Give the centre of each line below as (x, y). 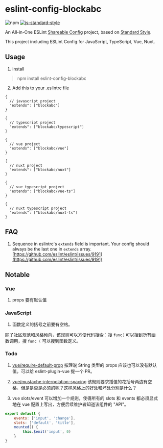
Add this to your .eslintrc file (41, 88)
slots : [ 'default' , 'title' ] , (45, 423)
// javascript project (33, 101)
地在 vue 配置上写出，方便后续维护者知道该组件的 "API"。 (70, 404)
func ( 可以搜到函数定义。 (54, 341)
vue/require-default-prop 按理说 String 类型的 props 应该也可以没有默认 (84, 365)
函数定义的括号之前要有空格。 (42, 324)
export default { (23, 413)
